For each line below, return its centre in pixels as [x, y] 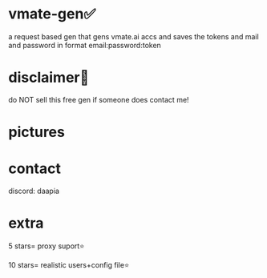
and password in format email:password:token [85, 45]
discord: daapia [34, 191]
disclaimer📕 [49, 78]
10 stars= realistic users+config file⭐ [69, 264]
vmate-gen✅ [52, 14]
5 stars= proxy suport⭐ [47, 246]
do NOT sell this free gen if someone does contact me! [99, 99]
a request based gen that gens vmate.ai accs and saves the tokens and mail [133, 36]
